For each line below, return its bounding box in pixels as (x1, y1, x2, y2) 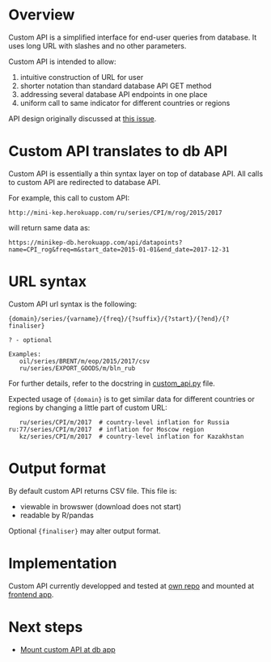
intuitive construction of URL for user (19, 72, 144, 82)
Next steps (8, 618, 83, 636)
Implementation (8, 554, 117, 572)
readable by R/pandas (19, 510, 95, 520)
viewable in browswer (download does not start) (19, 501, 182, 511)
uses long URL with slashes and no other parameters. (8, 40, 187, 50)
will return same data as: (8, 222, 91, 232)
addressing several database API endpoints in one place (19, 89, 208, 99)
